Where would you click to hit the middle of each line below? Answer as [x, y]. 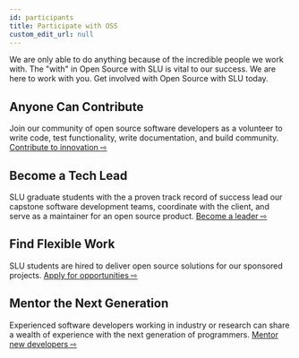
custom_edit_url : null [51, 34]
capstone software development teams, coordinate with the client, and [140, 206]
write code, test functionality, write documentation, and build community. [144, 138]
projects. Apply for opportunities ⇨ [73, 275]
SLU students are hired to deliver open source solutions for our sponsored [146, 266]
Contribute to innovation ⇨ [58, 148]
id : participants [42, 17]
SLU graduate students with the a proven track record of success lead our [146, 197]
